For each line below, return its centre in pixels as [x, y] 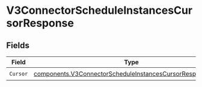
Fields [18, 45]
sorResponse [40, 23]
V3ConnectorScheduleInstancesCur [99, 10]
